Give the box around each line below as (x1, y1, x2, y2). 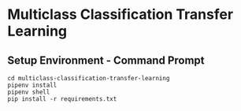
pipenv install (7, 81, 57, 89)
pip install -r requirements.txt (7, 95, 117, 103)
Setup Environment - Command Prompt (7, 54, 206, 67)
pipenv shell (7, 88, 50, 96)
